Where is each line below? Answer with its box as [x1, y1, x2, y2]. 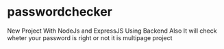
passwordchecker [7, 4, 113, 20]
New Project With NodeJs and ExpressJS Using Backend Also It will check [7, 27, 217, 35]
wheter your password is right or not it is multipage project [7, 33, 173, 42]
